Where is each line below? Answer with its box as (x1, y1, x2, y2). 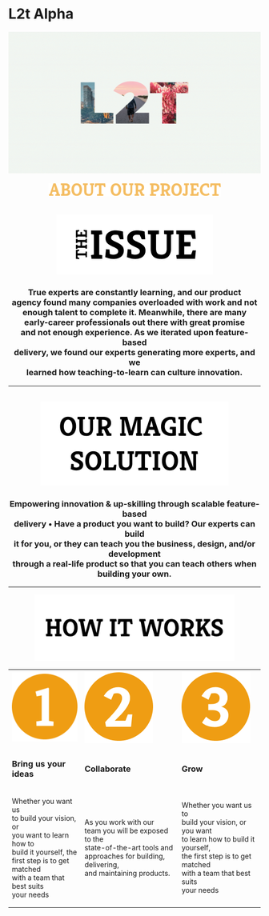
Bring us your (11, 758, 66, 769)
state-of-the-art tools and (84, 843, 174, 853)
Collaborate (84, 763, 131, 774)
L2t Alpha (8, 5, 74, 23)
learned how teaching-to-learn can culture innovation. (26, 367, 243, 378)
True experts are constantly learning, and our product (27, 287, 242, 298)
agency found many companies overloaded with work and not (11, 297, 258, 308)
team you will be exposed (84, 826, 169, 836)
